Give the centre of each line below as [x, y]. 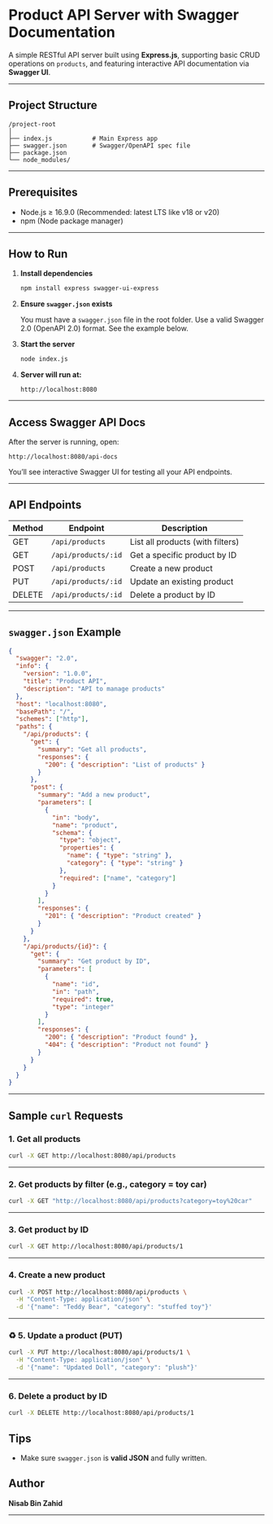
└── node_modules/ [39, 160]
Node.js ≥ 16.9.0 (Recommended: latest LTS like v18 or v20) [120, 212]
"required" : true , [83, 999]
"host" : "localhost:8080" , [61, 704]
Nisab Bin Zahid [36, 1503]
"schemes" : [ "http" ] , [52, 719]
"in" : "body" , [76, 817]
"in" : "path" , [76, 991]
